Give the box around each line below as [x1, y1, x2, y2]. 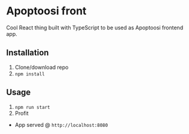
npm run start [14, 104, 50, 110]
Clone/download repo [14, 63, 69, 71]
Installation [6, 48, 49, 58]
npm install [14, 71, 45, 77]
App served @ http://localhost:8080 [14, 121, 108, 128]
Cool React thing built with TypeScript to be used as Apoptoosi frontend [6, 24, 184, 31]
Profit [14, 109, 29, 117]
